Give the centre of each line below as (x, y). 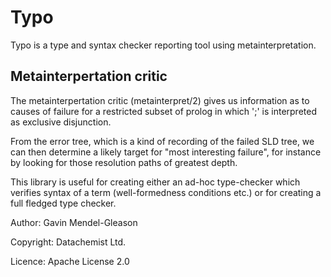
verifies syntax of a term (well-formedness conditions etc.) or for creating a (166, 192)
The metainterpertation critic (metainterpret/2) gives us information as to (160, 100)
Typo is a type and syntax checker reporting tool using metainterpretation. (163, 45)
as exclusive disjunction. (61, 122)
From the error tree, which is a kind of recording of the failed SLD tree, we (162, 141)
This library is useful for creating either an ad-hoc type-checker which (155, 182)
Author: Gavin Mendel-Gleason (74, 222)
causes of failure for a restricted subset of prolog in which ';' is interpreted (163, 111)
